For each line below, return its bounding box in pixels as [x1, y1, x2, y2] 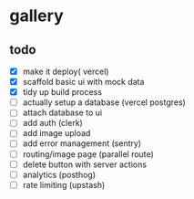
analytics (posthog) [22, 169, 97, 180]
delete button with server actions [22, 159, 148, 170]
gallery [9, 5, 64, 26]
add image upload [22, 128, 91, 139]
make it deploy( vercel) [22, 66, 109, 77]
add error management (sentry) [22, 138, 142, 149]
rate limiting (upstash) [22, 179, 106, 190]
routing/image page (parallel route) [22, 148, 155, 160]
